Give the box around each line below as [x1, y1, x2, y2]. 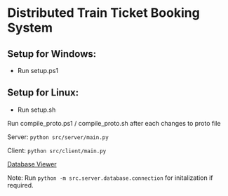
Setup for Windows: [7, 48, 97, 60]
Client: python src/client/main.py [7, 146, 107, 155]
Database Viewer [7, 159, 58, 168]
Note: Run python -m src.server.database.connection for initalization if [7, 174, 213, 182]
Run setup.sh [17, 105, 56, 114]
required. [7, 181, 34, 189]
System [7, 20, 53, 36]
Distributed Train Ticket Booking [7, 5, 200, 21]
